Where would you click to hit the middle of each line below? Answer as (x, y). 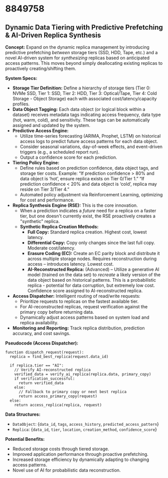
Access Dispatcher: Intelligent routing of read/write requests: (76, 296)
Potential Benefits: (25, 439)
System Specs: (21, 78)
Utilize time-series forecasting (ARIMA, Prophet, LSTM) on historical (90, 136)
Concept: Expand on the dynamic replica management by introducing (77, 47)
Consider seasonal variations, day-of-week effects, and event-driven (91, 147)
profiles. (21, 104)
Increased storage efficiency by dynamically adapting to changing (81, 459)
